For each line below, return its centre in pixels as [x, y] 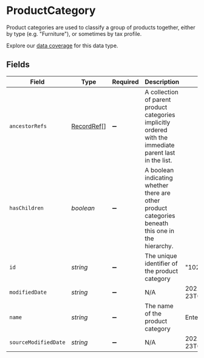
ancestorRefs [28, 126]
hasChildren [27, 208]
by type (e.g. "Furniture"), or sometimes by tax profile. [74, 33]
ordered [156, 130]
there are [158, 193]
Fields [18, 65]
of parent [158, 100]
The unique [161, 255]
